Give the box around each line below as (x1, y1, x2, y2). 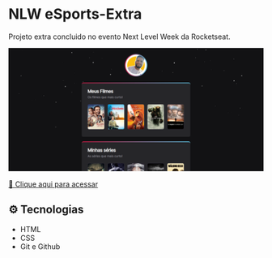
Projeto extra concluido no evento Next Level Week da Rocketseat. (8, 32, 231, 41)
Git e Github (19, 241, 61, 252)
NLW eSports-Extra (8, 5, 142, 24)
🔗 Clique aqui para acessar (8, 179, 99, 189)
